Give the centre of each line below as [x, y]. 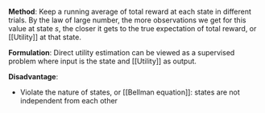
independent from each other [69, 101]
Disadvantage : [33, 77]
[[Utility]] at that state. [45, 37]
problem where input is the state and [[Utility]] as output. [103, 61]
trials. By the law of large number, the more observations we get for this [127, 20]
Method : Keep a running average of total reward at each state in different [130, 12]
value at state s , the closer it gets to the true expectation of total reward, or [132, 28]
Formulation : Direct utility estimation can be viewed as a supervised [122, 52]
